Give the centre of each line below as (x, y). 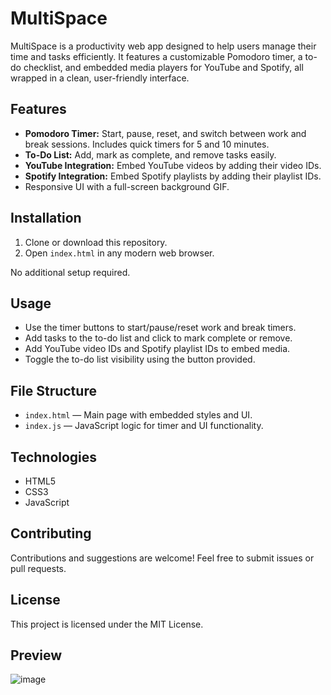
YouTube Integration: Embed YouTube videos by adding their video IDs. (173, 165)
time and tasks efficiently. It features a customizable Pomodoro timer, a (156, 56)
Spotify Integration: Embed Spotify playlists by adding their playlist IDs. (173, 176)
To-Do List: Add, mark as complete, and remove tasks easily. (150, 154)
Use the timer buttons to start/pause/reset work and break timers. (160, 328)
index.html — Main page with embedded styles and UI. (138, 415)
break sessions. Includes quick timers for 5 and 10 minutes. (147, 144)
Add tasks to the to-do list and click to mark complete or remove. (158, 338)
